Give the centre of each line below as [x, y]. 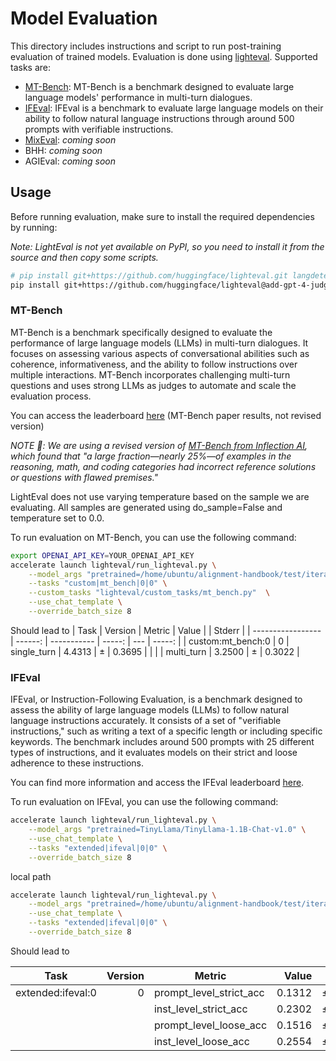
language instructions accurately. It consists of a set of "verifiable [146, 721]
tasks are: [31, 67]
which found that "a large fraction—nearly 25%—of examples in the [151, 456]
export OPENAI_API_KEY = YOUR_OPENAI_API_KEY [102, 555]
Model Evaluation [84, 18]
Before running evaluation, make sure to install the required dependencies [162, 216]
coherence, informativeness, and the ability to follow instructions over [154, 364]
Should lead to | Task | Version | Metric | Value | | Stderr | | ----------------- [166, 630]
